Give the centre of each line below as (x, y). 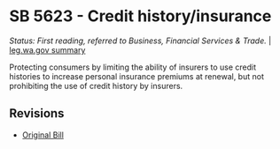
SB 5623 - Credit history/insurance (140, 16)
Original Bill (43, 135)
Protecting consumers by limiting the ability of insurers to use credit (133, 67)
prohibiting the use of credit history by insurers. (96, 86)
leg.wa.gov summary (47, 49)
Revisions (37, 113)
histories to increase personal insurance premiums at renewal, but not (136, 76)
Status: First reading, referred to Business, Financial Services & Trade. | (140, 41)
